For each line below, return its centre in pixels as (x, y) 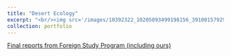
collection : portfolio (40, 26)
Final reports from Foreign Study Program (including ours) (89, 46)
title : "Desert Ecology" (43, 13)
